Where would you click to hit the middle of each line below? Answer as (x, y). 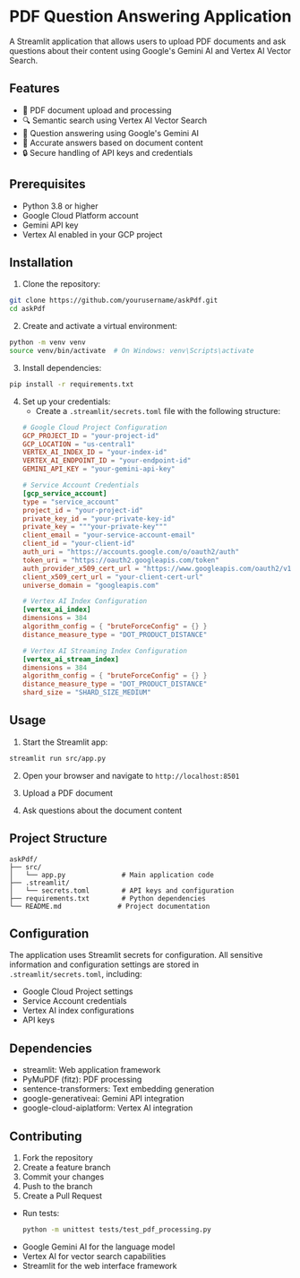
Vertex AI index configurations (78, 1011)
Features (34, 88)
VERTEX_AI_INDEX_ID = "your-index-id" (94, 453)
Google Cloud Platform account (80, 215)
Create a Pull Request (62, 1196)
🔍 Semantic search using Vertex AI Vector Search (115, 120)
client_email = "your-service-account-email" (108, 535)
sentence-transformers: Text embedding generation (118, 1089)
